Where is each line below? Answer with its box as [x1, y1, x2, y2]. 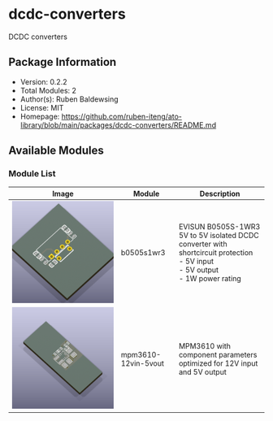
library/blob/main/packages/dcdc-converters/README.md [19, 119, 217, 130]
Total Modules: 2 [19, 85, 77, 95]
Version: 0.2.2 [19, 76, 67, 86]
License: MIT [19, 102, 64, 112]
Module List [8, 168, 56, 180]
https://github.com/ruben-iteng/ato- [61, 111, 183, 121]
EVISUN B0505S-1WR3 [178, 222, 261, 232]
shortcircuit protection [178, 248, 253, 258]
